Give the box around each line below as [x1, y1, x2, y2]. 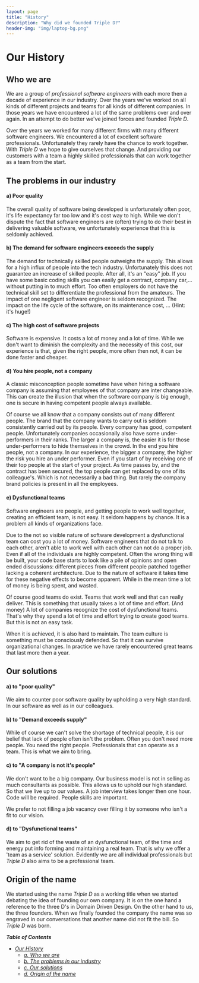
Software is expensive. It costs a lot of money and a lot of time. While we [6, 335, 184, 342]
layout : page [6, 8, 39, 15]
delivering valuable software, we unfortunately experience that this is [6, 224, 175, 232]
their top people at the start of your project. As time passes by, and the [6, 462, 179, 469]
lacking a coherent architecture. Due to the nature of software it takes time [6, 569, 189, 576]
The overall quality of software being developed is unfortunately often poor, [6, 206, 191, 213]
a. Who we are [23, 951, 60, 958]
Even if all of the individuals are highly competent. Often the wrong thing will [6, 550, 193, 557]
